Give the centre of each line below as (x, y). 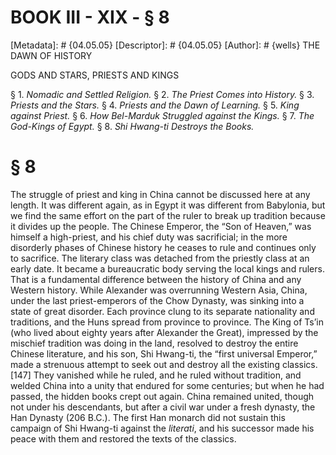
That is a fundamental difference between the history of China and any (156, 279)
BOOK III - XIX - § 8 (90, 17)
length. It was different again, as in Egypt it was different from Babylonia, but (168, 205)
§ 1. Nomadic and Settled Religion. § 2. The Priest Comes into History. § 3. (162, 94)
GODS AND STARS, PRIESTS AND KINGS (95, 75)
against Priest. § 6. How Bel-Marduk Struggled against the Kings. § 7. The (162, 115)
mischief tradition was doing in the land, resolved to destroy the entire (154, 343)
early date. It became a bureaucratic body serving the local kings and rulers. (167, 268)
